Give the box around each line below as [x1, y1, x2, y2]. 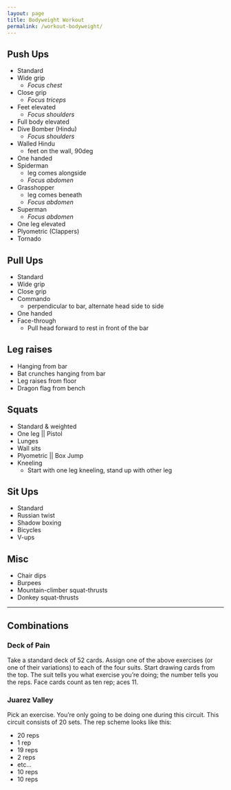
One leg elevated [16, 220, 66, 228]
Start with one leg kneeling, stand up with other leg [27, 465, 173, 474]
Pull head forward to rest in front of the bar [27, 324, 149, 332]
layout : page [7, 10, 45, 17]
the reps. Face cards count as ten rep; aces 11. [7, 678, 139, 686]
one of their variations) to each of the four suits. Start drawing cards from [7, 663, 215, 671]
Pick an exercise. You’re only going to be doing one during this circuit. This [7, 711, 219, 719]
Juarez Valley [7, 695, 54, 705]
